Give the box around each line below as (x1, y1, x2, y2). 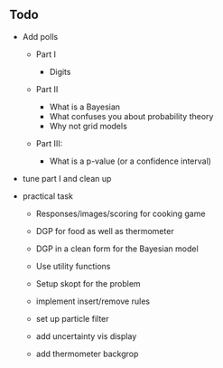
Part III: (35, 137, 63, 148)
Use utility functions (35, 260, 111, 271)
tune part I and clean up (22, 173, 112, 184)
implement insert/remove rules (35, 296, 151, 307)
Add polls (22, 31, 59, 42)
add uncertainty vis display (35, 330, 137, 342)
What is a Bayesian (49, 101, 120, 112)
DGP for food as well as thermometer (35, 225, 174, 236)
